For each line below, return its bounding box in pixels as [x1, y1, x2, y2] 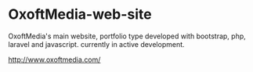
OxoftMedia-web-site [8, 5, 152, 23]
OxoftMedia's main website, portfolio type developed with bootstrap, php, [8, 31, 247, 41]
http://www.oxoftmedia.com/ [8, 55, 101, 64]
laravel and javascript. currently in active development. [8, 39, 186, 49]
